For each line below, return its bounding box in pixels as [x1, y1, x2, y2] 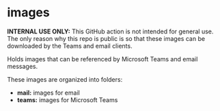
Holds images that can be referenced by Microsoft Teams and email [7, 54, 198, 63]
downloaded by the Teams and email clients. [7, 42, 133, 50]
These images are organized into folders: [7, 75, 123, 83]
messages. [7, 62, 38, 70]
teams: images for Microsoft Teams [16, 95, 118, 104]
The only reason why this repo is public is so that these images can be [7, 34, 206, 42]
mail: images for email [16, 89, 80, 97]
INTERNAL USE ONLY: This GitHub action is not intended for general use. [7, 27, 214, 35]
